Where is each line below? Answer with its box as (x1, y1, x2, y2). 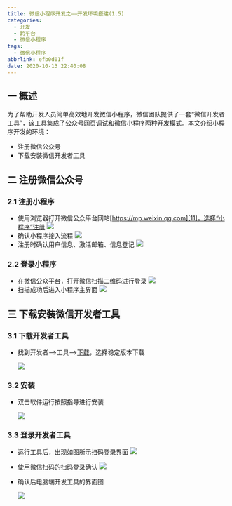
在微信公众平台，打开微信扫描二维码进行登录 (17, 277, 147, 285)
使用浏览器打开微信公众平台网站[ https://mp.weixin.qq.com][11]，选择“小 (17, 214, 226, 222)
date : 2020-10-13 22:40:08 (7, 62, 86, 69)
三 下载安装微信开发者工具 (7, 308, 121, 320)
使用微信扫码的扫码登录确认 (17, 462, 98, 471)
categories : (7, 17, 42, 24)
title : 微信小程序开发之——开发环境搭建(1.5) (7, 10, 125, 18)
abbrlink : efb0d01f (7, 56, 64, 63)
